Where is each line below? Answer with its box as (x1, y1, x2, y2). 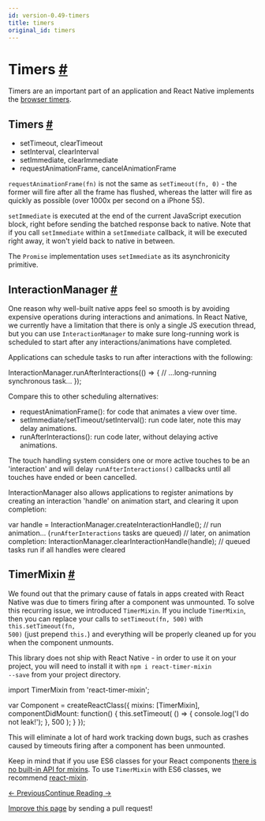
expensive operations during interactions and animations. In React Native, (8, 312, 248, 321)
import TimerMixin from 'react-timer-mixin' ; (8, 684, 150, 695)
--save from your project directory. (8, 669, 121, 679)
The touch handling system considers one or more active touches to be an (8, 455, 250, 465)
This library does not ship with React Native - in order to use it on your (8, 653, 237, 662)
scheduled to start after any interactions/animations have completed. (8, 337, 233, 347)
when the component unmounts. (8, 637, 114, 647)
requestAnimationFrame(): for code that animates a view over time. (19, 407, 237, 416)
